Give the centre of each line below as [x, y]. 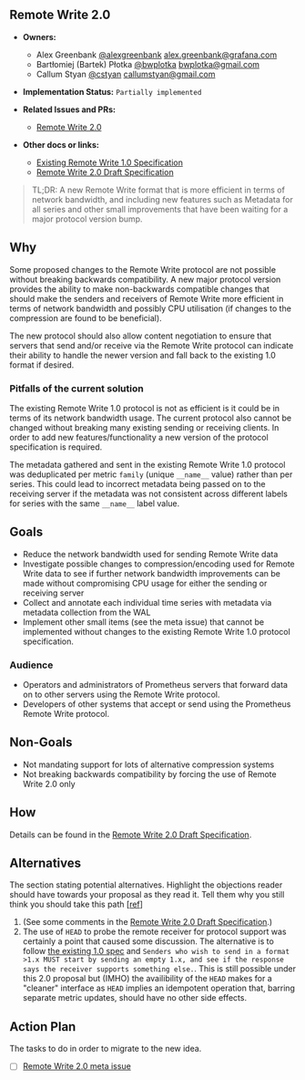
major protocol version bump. [87, 219]
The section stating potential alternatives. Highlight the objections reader [146, 885]
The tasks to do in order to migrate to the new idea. [106, 1049]
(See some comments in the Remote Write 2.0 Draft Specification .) [147, 922]
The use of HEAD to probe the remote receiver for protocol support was [154, 932]
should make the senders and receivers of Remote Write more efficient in [147, 298]
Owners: [39, 36]
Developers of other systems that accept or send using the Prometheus [157, 704]
